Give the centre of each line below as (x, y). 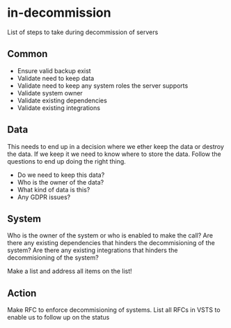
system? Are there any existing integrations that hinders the (93, 250)
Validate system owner (50, 93)
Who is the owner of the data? (61, 182)
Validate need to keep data (56, 78)
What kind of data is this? (54, 189)
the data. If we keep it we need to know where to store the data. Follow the (114, 154)
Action (22, 293)
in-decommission (59, 13)
